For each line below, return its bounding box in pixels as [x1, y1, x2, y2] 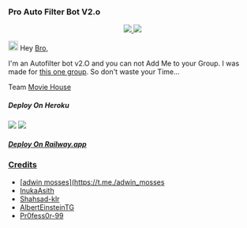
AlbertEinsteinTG [19, 202, 75, 211]
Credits [8, 159, 37, 170]
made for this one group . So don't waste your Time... [8, 67, 180, 77]
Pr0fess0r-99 [19, 211, 64, 220]
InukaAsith [19, 185, 54, 195]
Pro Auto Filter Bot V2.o [8, 6, 101, 17]
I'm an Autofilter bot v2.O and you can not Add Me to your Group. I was [8, 58, 240, 69]
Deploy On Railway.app [8, 139, 87, 148]
